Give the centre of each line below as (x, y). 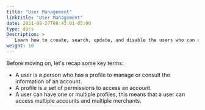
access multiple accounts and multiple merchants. (78, 100)
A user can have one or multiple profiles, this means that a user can (100, 94)
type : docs (20, 29)
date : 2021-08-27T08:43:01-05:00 (49, 23)
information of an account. (49, 81)
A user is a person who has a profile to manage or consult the (93, 75)
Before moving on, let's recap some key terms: (65, 63)
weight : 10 (20, 46)
